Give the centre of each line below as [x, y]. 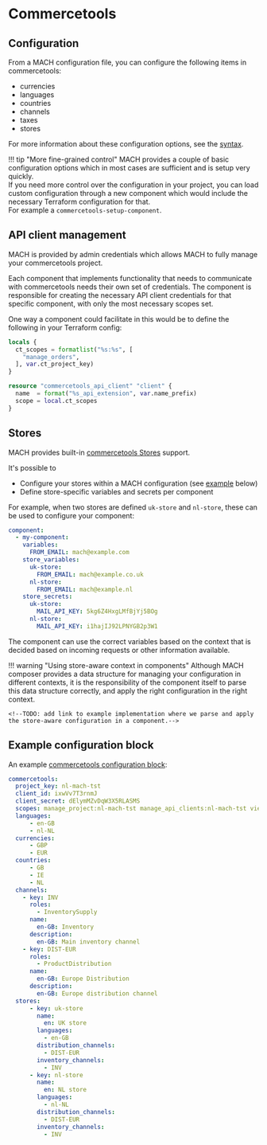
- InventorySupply [67, 912]
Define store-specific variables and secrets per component [116, 491]
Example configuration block [81, 745]
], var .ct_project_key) [54, 364]
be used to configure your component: [72, 515]
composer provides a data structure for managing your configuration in [124, 674]
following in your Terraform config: [65, 327]
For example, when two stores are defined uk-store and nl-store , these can [133, 507]
